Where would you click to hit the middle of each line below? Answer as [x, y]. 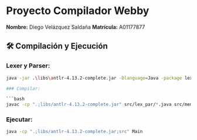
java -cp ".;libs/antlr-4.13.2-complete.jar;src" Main [74, 132]
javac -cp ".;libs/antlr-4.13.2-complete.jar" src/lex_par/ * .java [89, 105]
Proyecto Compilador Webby [78, 11]
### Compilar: [23, 88]
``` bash [16, 99]
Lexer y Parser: [28, 66]
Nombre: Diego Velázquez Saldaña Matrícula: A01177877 [76, 27]
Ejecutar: [19, 119]
